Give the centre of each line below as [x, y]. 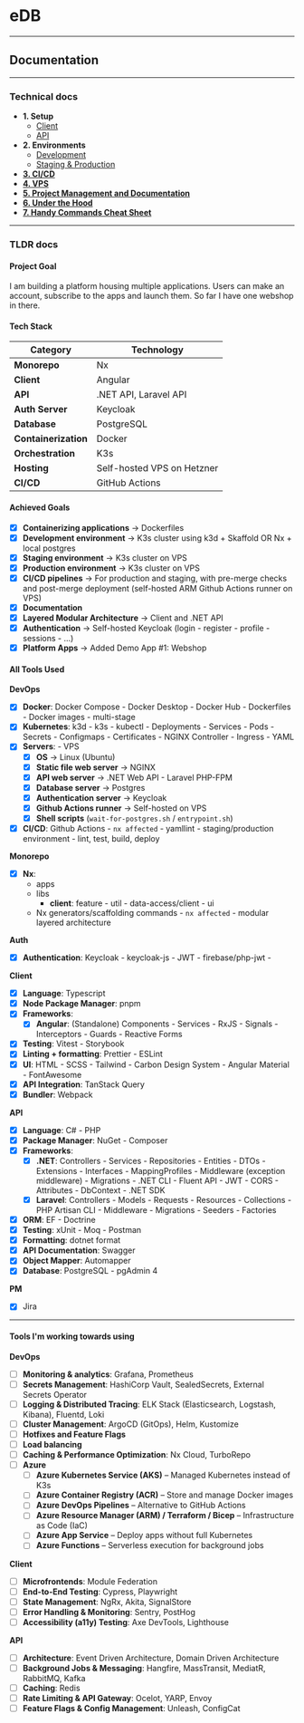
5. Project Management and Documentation [106, 193]
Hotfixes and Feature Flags [74, 1434]
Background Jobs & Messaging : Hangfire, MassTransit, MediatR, [144, 1668]
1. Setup [38, 116]
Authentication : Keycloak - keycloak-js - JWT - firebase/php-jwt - [147, 958]
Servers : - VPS [51, 746]
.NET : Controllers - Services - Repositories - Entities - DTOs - [151, 1160]
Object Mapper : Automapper [76, 1261]
